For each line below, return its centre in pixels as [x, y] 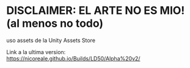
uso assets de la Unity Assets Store [51, 40]
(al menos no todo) [55, 23]
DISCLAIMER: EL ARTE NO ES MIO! [96, 11]
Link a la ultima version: [36, 52]
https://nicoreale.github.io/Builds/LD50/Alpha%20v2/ [73, 58]
